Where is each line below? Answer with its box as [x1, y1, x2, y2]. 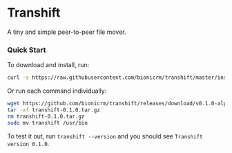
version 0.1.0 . [7, 139, 50, 147]
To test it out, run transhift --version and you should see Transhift [7, 132, 203, 140]
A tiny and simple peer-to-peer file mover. [7, 28, 126, 36]
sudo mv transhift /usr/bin [7, 119, 88, 126]
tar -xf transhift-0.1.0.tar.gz [7, 106, 100, 114]
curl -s [7, 74, 30, 81]
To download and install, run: [7, 61, 90, 69]
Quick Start [7, 45, 46, 55]
